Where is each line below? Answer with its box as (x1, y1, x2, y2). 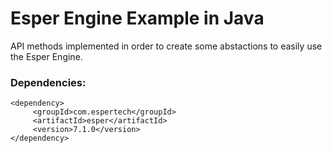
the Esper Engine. (10, 50, 83, 62)
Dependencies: (10, 75, 87, 89)
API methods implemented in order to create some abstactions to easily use (10, 40, 323, 52)
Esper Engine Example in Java (10, 7, 265, 30)
